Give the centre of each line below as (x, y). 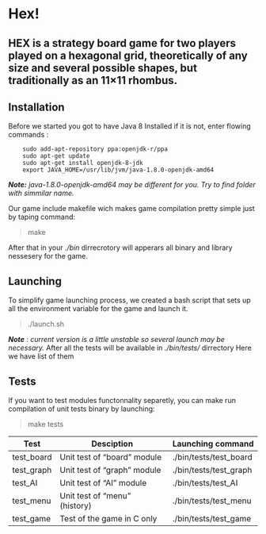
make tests (46, 425)
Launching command (213, 444)
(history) (76, 506)
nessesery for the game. (48, 256)
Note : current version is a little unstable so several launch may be (117, 340)
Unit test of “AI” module (103, 483)
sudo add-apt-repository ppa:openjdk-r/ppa (95, 149)
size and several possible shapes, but (103, 68)
